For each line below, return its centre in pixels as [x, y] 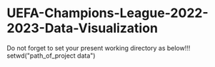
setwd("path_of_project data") [51, 56]
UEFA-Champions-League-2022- [107, 13]
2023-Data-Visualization [82, 28]
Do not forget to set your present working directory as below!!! [99, 48]
